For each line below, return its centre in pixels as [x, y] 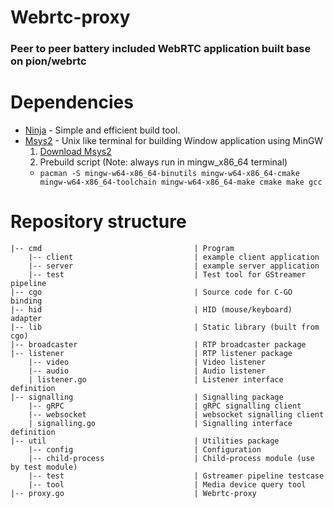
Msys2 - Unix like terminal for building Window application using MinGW [174, 141]
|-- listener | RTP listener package [151, 353]
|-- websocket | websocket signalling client [176, 414]
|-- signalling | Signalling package [147, 397]
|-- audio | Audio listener [147, 371]
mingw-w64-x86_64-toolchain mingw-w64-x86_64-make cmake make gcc [181, 182]
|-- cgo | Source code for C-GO [151, 292]
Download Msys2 [75, 152]
